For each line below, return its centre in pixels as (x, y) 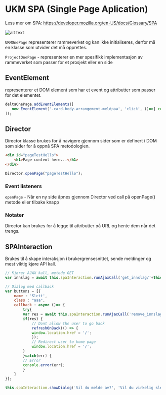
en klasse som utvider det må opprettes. (46, 47)
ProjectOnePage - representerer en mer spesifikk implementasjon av (74, 57)
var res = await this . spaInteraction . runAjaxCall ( (76, 314)
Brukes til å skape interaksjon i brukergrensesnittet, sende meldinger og (78, 259)
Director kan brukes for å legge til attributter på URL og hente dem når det (80, 226)
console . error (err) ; (44, 365)
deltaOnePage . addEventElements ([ (40, 104)
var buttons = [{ (23, 291)
